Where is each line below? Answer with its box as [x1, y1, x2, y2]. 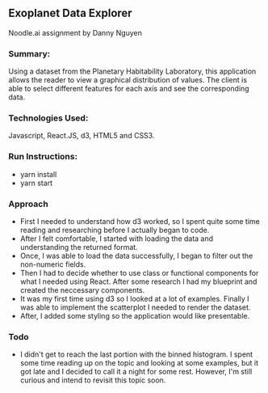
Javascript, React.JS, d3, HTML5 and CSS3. [8, 131, 155, 141]
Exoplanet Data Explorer [8, 6, 132, 20]
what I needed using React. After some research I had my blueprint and [19, 277, 258, 286]
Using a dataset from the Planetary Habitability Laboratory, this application [8, 66, 257, 76]
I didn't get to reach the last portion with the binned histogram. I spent [19, 349, 253, 359]
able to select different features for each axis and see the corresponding [8, 84, 249, 94]
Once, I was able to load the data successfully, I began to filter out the [19, 251, 253, 260]
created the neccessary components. [19, 285, 145, 294]
